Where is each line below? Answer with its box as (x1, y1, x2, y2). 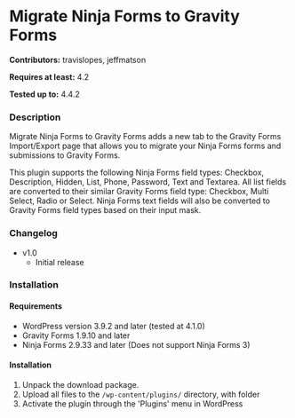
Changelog (9, 227, 58, 240)
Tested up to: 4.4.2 (9, 89, 80, 99)
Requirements (9, 301, 63, 312)
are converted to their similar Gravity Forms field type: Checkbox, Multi (9, 186, 269, 197)
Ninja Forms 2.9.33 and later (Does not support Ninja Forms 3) (21, 339, 251, 350)
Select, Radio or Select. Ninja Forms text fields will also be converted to (9, 195, 271, 206)
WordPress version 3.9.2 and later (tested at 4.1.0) (21, 320, 206, 331)
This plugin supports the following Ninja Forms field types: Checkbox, (9, 167, 265, 178)
